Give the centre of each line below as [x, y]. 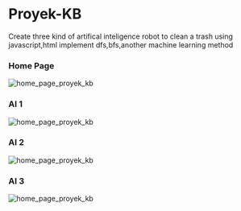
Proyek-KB [45, 14]
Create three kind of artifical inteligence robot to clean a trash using [121, 36]
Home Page [31, 65]
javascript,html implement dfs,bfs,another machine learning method [121, 44]
